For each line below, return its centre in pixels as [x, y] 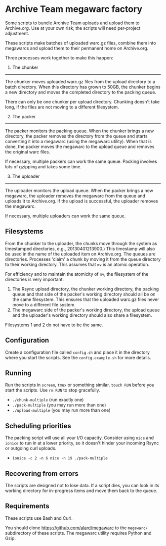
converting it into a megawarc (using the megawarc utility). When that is [79, 141]
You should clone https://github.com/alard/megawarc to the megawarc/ [77, 528]
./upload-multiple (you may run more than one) [61, 410]
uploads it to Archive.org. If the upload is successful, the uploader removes [82, 201]
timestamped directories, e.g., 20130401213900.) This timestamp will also [80, 248]
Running [19, 373]
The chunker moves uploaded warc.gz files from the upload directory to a [80, 81]
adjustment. [17, 33]
